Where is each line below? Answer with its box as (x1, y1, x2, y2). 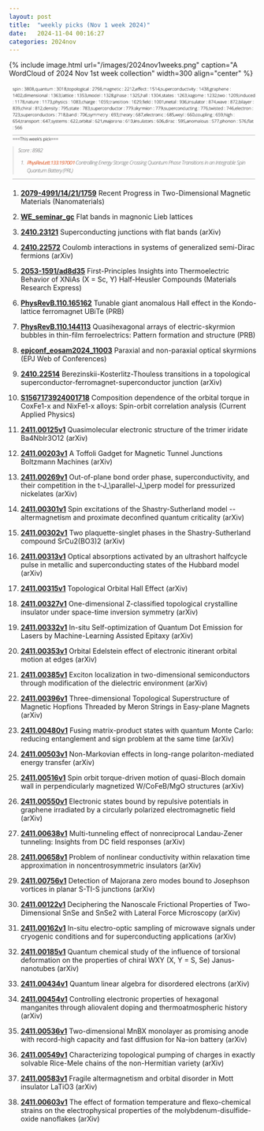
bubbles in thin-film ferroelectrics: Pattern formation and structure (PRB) (20, 330, 256, 340)
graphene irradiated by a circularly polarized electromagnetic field (20, 805, 236, 815)
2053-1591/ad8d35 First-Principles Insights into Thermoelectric (20, 267, 229, 276)
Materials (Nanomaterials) (20, 197, 105, 207)
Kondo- (232, 298, 257, 308)
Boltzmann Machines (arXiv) (20, 457, 113, 467)
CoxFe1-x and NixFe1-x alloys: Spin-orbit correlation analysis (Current (20, 401, 247, 411)
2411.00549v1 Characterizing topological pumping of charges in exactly (20, 1050, 255, 1060)
